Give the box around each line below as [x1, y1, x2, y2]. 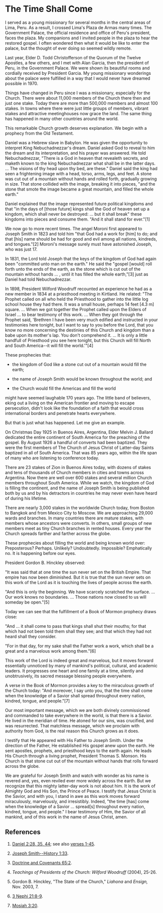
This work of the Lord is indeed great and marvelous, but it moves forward [5, 657, 154, 663]
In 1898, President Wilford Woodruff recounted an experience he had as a [5, 286, 152, 292]
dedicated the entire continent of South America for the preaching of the [5, 434, 150, 440]
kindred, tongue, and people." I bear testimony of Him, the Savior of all [5, 809, 146, 814]
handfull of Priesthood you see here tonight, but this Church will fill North [5, 337, 151, 343]
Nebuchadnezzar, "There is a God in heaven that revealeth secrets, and [5, 155, 148, 161]
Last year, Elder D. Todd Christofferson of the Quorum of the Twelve [5, 54, 141, 60]
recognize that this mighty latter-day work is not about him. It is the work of [5, 783, 156, 789]
